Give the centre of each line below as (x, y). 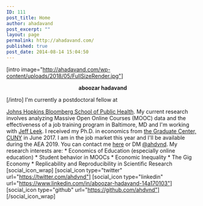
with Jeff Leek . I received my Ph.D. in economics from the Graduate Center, (102, 131)
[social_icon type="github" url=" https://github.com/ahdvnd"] (83, 189)
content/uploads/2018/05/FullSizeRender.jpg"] (65, 76)
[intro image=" (24, 69)
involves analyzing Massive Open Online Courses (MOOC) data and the (96, 118)
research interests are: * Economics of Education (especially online (91, 150)
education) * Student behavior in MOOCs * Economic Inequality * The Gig (99, 157)
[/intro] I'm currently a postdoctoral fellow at (62, 99)
